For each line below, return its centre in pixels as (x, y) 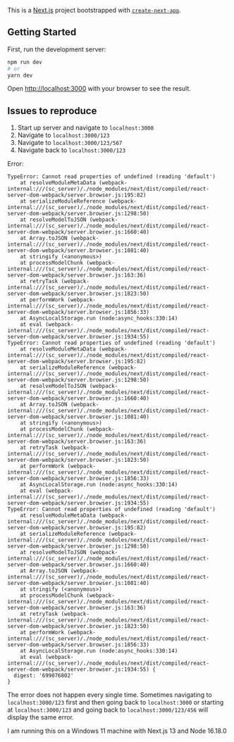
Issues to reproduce (52, 111)
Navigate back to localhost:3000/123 (72, 150)
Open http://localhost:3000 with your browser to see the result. (99, 89)
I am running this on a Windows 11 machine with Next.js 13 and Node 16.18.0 (117, 731)
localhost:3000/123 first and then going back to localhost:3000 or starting (116, 703)
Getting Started (42, 32)
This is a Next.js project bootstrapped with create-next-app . (94, 10)
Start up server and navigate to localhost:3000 (85, 128)
